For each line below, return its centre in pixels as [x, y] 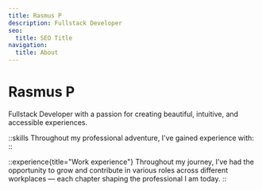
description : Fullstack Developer [65, 23]
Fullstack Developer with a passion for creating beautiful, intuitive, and [123, 114]
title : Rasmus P [35, 16]
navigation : [28, 45]
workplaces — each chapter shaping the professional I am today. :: [118, 178]
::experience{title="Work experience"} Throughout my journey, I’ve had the [131, 162]
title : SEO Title [44, 38]
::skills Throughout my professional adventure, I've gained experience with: [131, 138]
